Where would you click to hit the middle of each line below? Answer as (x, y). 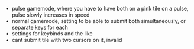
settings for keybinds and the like (52, 34)
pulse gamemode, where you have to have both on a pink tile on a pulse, (100, 9)
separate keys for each (40, 27)
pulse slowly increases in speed (51, 15)
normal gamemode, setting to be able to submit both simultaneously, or (99, 21)
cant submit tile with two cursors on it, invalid (67, 40)
